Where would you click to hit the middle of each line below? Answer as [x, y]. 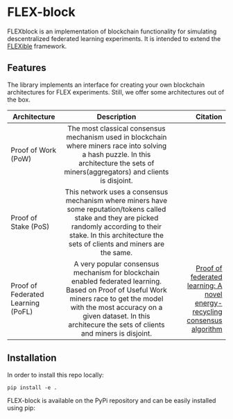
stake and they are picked [116, 217]
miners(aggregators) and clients [116, 172]
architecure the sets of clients [116, 324]
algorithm [207, 329]
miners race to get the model [116, 298]
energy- [208, 303]
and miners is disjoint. [116, 333]
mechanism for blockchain [116, 272]
